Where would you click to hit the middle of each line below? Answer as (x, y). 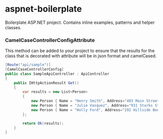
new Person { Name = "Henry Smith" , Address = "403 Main (88, 101)
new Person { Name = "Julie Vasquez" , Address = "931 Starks (92, 105)
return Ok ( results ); (43, 123)
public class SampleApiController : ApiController (57, 74)
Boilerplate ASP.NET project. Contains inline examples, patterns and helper (80, 22)
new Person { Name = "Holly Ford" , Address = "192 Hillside (91, 110)
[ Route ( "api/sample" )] (28, 65)
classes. (13, 27)
